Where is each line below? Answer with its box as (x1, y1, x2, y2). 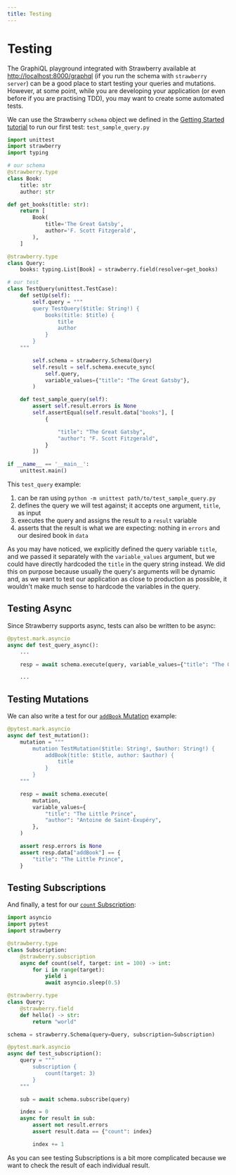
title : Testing (7, 10, 52, 18)
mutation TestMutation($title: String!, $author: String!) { (32, 745, 216, 752)
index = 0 (20, 1108, 49, 1116)
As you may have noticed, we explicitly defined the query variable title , (7, 545, 218, 553)
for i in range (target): (32, 966, 105, 973)
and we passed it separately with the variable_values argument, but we (7, 553, 216, 561)
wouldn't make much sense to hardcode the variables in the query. (7, 582, 201, 591)
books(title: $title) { (44, 312, 114, 319)
